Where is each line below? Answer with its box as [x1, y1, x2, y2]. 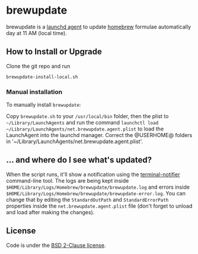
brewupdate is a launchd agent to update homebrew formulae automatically [6, 23, 191, 30]
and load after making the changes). [6, 208, 95, 215]
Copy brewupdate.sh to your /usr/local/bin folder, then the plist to [6, 113, 169, 120]
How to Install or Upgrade [6, 47, 102, 57]
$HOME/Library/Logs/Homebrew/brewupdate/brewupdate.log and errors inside [6, 183, 190, 190]
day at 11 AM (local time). [6, 29, 67, 36]
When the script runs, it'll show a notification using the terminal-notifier [6, 170, 180, 178]
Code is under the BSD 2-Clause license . [6, 242, 106, 249]
